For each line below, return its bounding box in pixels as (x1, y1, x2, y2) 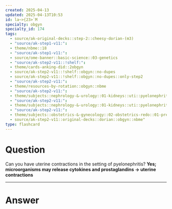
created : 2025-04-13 (5, 7, 50, 13)
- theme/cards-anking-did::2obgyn (10, 65, 83, 70)
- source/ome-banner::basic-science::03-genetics (10, 55, 118, 60)
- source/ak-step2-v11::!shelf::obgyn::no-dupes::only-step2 (10, 74, 143, 79)
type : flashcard (5, 121, 40, 127)
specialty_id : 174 (5, 27, 45, 32)
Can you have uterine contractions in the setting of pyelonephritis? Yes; (5, 161, 157, 167)
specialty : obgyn (5, 22, 42, 27)
